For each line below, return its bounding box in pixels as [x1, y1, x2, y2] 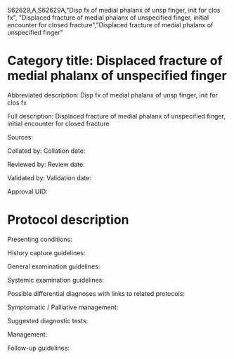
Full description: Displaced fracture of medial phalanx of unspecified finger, [7, 111, 226, 120]
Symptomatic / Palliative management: [7, 303, 119, 311]
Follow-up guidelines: [7, 344, 70, 352]
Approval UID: [7, 187, 48, 196]
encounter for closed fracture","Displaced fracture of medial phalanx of [7, 21, 214, 29]
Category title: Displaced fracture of [7, 53, 223, 69]
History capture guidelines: [7, 248, 86, 257]
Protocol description [7, 212, 129, 228]
